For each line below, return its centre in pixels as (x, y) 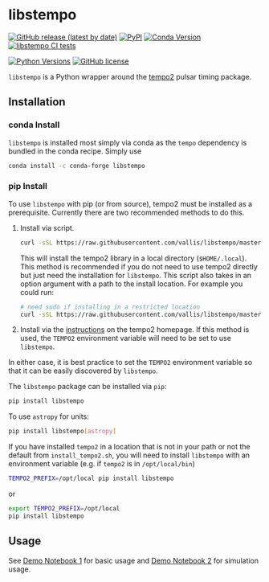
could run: (37, 292)
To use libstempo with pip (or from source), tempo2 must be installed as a (130, 203)
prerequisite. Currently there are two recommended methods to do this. (126, 212)
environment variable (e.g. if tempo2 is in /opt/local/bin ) (102, 464)
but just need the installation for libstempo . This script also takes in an (135, 275)
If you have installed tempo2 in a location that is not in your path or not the (129, 447)
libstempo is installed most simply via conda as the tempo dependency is (128, 142)
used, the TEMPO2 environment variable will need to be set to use (125, 338)
